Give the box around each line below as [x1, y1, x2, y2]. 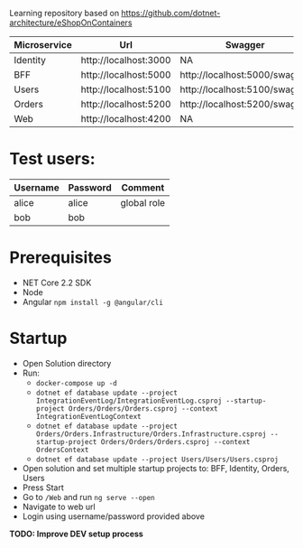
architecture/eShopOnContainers [9, 17, 133, 28]
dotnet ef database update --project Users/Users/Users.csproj [35, 455, 280, 464]
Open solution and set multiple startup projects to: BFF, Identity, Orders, [22, 462, 290, 473]
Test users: [9, 149, 96, 170]
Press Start [22, 482, 65, 493]
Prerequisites [9, 247, 113, 268]
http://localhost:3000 [80, 54, 171, 66]
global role [120, 196, 165, 209]
